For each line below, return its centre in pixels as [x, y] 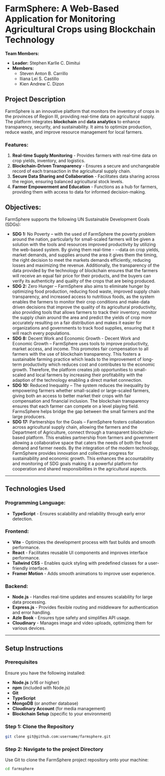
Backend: [17, 586]
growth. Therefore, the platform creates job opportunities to [73, 369]
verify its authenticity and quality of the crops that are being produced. [84, 281]
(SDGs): [13, 224]
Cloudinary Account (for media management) [59, 708]
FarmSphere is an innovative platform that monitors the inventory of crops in [82, 111]
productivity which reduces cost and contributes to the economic [89, 364]
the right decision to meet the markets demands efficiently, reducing [81, 260]
